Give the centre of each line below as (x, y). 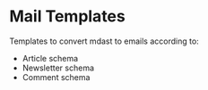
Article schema (50, 58)
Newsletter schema (58, 68)
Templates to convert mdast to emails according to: (104, 41)
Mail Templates (67, 16)
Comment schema (56, 77)
